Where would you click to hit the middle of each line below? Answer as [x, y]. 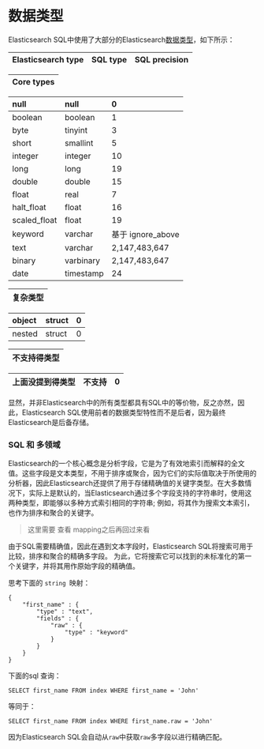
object [24, 320]
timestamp [84, 273]
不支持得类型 [36, 358]
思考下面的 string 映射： [49, 583]
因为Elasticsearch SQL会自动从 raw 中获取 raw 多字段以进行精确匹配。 [117, 737]
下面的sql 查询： [35, 676]
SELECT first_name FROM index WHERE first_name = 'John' [104, 691]
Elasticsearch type [48, 59]
